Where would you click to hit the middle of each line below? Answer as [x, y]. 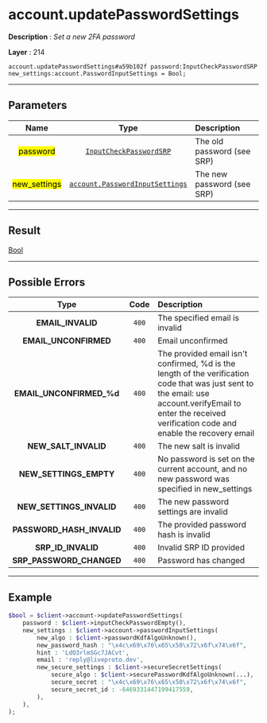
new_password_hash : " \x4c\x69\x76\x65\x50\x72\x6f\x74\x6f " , [142, 645]
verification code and [197, 423]
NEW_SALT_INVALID [67, 446]
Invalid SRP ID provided [201, 548]
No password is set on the [206, 459]
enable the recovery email [206, 433]
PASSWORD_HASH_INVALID [67, 530]
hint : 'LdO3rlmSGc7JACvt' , [83, 653]
